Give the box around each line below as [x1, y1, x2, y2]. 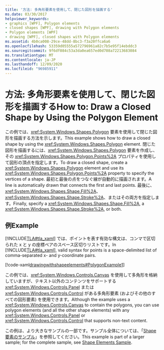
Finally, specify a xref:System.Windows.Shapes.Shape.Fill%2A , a [13, 200, 144, 206]
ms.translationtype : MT [5, 52, 54, 58]
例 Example [5, 222, 39, 230]
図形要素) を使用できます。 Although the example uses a [18, 296, 131, 302]
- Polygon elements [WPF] [5, 30, 58, 35]
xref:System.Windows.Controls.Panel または [5, 284, 94, 290]
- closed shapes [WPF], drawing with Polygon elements [5, 25, 119, 30]
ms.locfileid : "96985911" [5, 67, 58, 72]
